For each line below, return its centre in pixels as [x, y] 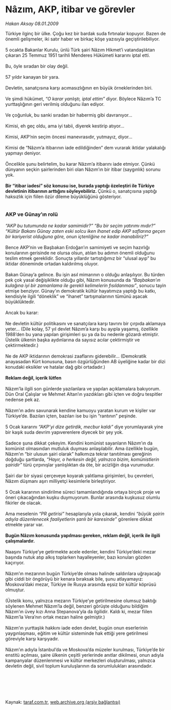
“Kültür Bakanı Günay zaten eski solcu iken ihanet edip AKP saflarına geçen [86, 231]
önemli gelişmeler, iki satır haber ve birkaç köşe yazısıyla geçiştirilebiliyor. [82, 39]
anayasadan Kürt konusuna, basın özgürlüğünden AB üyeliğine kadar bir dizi [86, 361]
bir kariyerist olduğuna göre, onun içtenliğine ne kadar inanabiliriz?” [77, 236]
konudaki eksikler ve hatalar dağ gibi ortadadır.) [55, 367]
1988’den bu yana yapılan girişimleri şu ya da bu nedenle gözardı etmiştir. [82, 334]
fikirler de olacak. [23, 503]
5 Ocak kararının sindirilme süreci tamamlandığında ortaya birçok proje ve [83, 492]
